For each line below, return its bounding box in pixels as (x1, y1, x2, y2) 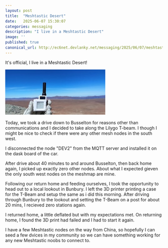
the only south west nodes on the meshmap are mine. (5, 171, 116, 177)
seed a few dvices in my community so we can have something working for (5, 232, 160, 238)
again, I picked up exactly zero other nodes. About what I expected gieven (5, 165, 158, 171)
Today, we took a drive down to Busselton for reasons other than (5, 119, 138, 125)
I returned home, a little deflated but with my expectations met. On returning (5, 211, 162, 217)
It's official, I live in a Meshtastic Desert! (5, 59, 87, 65)
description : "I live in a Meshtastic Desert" (5, 29, 104, 35)
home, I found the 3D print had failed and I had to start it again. (5, 217, 135, 223)
